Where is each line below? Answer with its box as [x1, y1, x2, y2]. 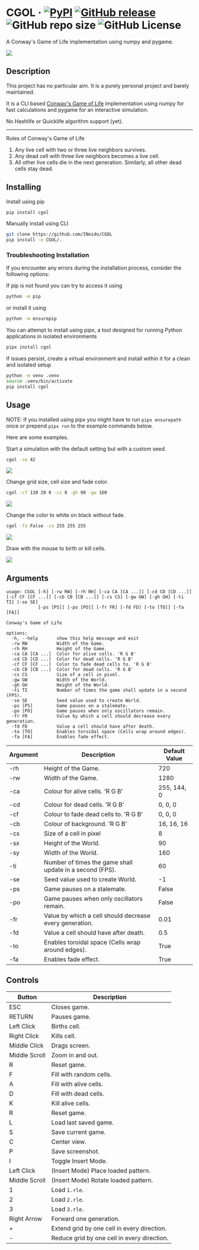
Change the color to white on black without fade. [6, 512, 126, 519]
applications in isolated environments [6, 333, 97, 340]
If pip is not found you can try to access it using [6, 282, 123, 290]
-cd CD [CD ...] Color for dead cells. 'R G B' [11, 656, 134, 662]
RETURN [9, 1013, 34, 1021]
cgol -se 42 [6, 457, 36, 462]
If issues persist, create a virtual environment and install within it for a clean [6, 355, 191, 362]
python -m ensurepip [6, 316, 57, 322]
